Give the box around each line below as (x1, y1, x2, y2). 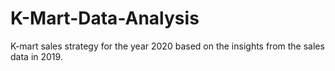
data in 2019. (10, 50, 63, 62)
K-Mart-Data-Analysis (10, 7, 200, 30)
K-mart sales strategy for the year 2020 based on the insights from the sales (10, 40, 325, 52)
